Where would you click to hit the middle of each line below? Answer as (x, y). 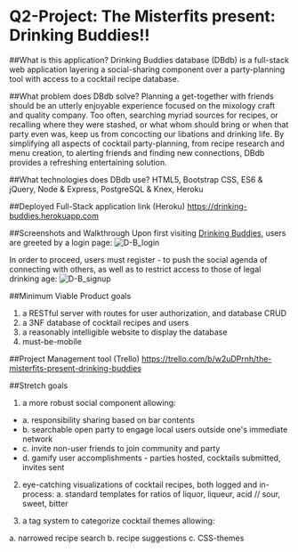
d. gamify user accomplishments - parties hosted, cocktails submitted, (151, 458)
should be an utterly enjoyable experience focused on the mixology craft (142, 105)
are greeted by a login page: (61, 242)
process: (38, 494)
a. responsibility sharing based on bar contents (109, 419)
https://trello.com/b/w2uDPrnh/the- (207, 359)
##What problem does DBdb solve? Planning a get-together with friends (141, 96)
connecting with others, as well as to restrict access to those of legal (135, 269)
